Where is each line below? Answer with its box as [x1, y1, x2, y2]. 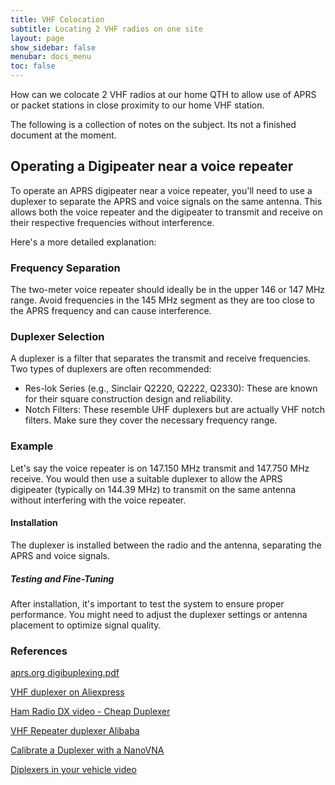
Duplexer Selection [10, 330, 105, 344]
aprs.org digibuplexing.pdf [10, 667, 120, 679]
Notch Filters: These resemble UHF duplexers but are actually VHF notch [24, 404, 325, 416]
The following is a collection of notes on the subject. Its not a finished [10, 119, 297, 130]
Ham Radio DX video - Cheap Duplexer [10, 706, 171, 718]
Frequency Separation [10, 261, 121, 275]
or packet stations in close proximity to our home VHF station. [10, 99, 265, 111]
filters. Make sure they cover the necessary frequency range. [24, 414, 278, 426]
